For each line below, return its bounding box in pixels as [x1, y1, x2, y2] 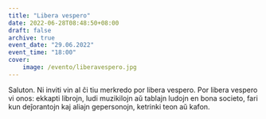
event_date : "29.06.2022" [8, 41, 94, 49]
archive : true [8, 33, 56, 42]
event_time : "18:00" [8, 48, 77, 56]
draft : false [8, 26, 52, 34]
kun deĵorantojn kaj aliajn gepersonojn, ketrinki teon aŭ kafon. [8, 102, 210, 111]
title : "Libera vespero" [8, 11, 91, 20]
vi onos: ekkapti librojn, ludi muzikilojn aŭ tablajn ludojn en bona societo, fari [8, 93, 259, 103]
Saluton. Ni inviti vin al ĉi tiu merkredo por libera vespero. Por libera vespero [8, 85, 258, 94]
